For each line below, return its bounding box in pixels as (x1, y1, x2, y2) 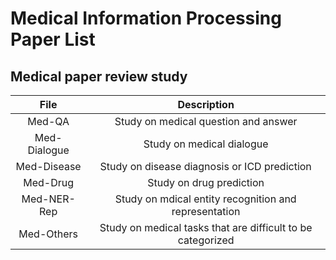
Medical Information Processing (10, 7, 282, 30)
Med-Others (18, 227, 78, 241)
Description (177, 98, 235, 111)
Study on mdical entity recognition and (114, 192, 297, 206)
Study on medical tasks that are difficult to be (99, 221, 313, 234)
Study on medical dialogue (143, 137, 269, 151)
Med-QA (27, 115, 70, 128)
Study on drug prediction (147, 176, 265, 189)
